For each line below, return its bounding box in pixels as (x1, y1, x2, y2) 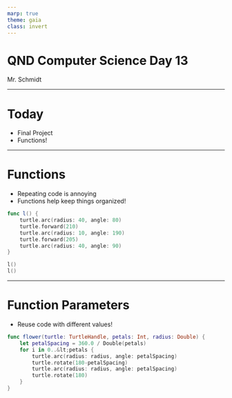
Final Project (17, 129, 53, 137)
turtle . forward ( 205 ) (19, 236, 79, 243)
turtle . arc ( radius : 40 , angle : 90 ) (19, 242, 122, 249)
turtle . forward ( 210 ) (19, 223, 79, 230)
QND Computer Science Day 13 (7, 52, 188, 68)
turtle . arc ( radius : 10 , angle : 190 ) (19, 229, 126, 237)
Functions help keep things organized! (17, 197, 126, 206)
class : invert (7, 23, 48, 30)
